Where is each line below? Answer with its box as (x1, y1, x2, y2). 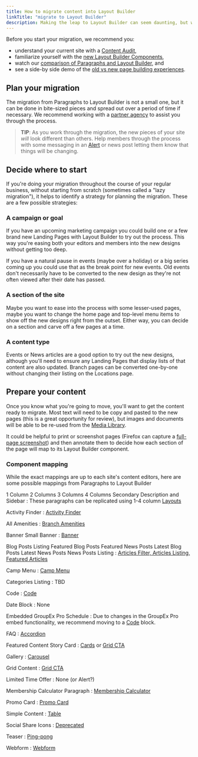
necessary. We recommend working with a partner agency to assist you (6, 111, 181, 118)
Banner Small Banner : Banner (6, 531, 79, 538)
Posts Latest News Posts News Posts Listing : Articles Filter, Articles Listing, (6, 549, 190, 556)
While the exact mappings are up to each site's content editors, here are (6, 474, 181, 480)
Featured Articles (6, 556, 48, 563)
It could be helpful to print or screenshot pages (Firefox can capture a (6, 432, 176, 439)
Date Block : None (6, 601, 50, 608)
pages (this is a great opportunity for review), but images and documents (6, 415, 184, 422)
